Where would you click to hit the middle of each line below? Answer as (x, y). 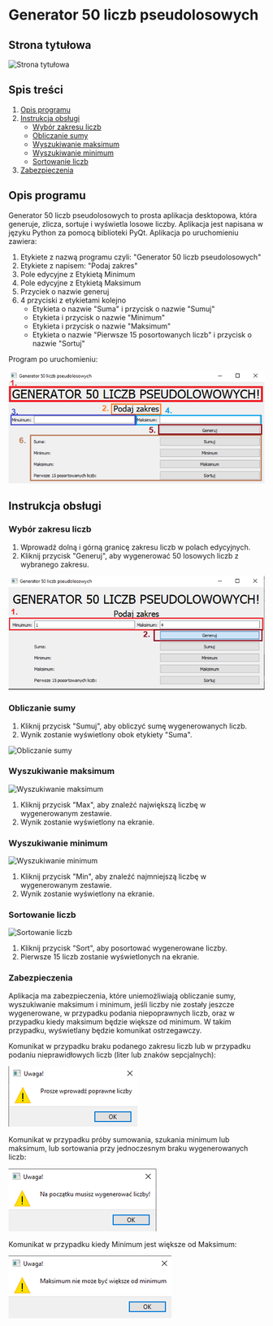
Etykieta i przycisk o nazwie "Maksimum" (102, 326)
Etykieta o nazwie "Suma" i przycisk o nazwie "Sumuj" (123, 309)
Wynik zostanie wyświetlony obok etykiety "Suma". (106, 734)
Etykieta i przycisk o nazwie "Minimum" (99, 317)
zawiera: (23, 241)
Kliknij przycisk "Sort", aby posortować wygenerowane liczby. (123, 948)
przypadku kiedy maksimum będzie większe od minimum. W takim (120, 1021)
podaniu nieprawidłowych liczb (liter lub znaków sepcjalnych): (113, 1054)
